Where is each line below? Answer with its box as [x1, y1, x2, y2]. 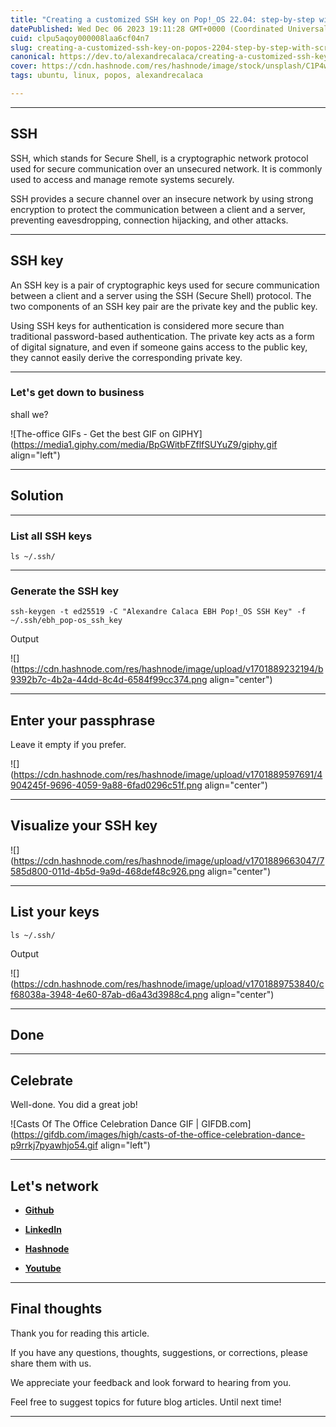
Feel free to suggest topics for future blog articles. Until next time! [10, 1396, 282, 1408]
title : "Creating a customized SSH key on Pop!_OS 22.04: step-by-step [10, 14, 315, 25]
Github [24, 1204, 55, 1216]
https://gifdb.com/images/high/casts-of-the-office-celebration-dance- [13, 1129, 306, 1141]
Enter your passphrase [10, 712, 156, 729]
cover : [10, 61, 38, 71]
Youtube [24, 1262, 62, 1275]
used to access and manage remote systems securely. [10, 173, 235, 185]
